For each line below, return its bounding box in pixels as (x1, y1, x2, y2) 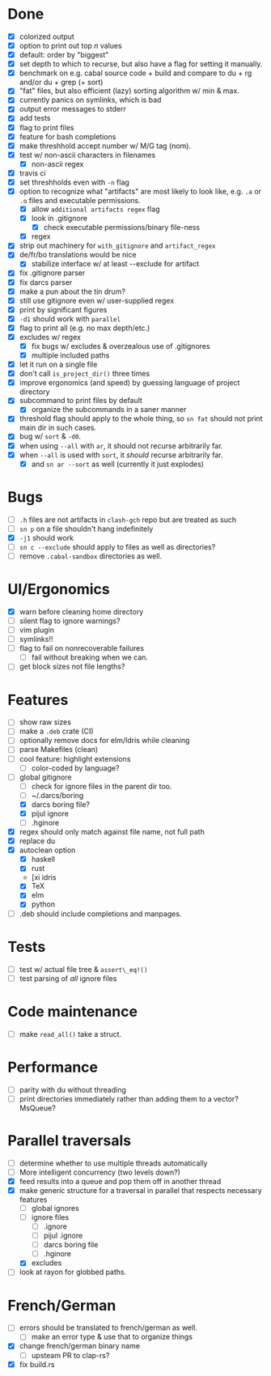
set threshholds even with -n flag (19, 177, 130, 187)
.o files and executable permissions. (19, 196, 141, 205)
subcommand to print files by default (19, 396, 143, 406)
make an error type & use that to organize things (31, 1332, 193, 1342)
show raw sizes (19, 717, 72, 727)
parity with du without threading (19, 1085, 127, 1094)
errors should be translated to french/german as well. (19, 1323, 197, 1332)
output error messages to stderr (19, 104, 126, 114)
